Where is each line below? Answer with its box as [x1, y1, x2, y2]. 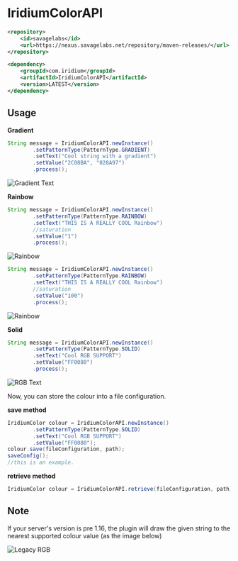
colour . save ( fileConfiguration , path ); [7, 445, 125, 453]
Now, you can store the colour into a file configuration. [7, 391, 166, 400]
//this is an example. [7, 459, 74, 466]
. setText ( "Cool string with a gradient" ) [33, 152, 157, 160]
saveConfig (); [7, 452, 50, 460]
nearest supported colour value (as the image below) [7, 531, 162, 540]
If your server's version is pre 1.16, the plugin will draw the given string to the [7, 523, 231, 533]
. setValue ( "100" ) [33, 292, 84, 299]
